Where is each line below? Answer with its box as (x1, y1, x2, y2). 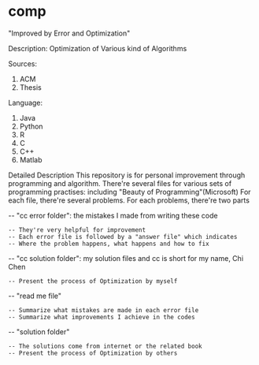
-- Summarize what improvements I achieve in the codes (8, 313, 195, 321)
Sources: (8, 58, 38, 69)
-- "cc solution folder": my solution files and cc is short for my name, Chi (8, 253, 244, 263)
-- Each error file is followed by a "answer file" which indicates (8, 233, 238, 240)
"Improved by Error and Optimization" (8, 28, 131, 38)
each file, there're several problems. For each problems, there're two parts (8, 196, 250, 205)
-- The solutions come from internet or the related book (8, 342, 202, 350)
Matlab (19, 155, 43, 164)
